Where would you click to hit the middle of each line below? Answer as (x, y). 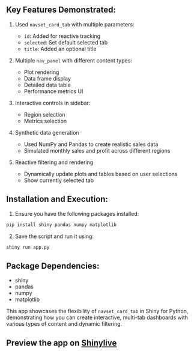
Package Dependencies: (53, 266)
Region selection (44, 114)
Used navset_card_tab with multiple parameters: (74, 24)
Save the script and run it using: (54, 236)
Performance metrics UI (53, 91)
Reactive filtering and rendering (54, 162)
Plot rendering (41, 72)
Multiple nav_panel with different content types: (73, 60)
